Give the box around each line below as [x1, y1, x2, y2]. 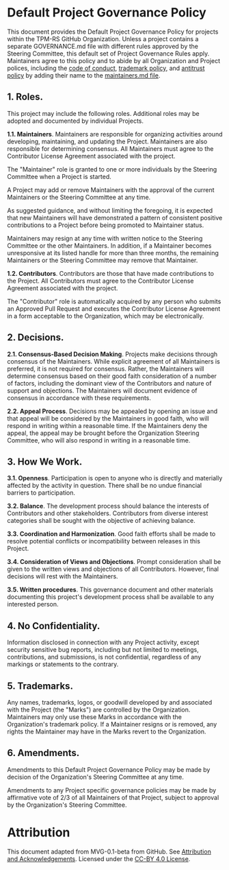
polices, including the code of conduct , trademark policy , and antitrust [7, 64, 205, 72]
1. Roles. [7, 91, 43, 103]
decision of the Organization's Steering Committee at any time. [7, 773, 185, 781]
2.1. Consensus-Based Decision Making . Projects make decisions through [7, 350, 218, 358]
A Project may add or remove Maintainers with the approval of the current [7, 185, 215, 193]
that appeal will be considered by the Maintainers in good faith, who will [7, 414, 210, 423]
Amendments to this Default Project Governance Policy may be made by [7, 765, 211, 773]
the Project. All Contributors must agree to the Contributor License [7, 277, 194, 285]
